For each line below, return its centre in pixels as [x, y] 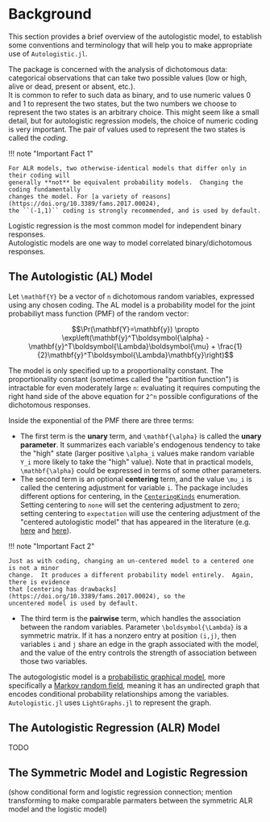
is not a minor [34, 568]
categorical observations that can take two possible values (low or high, [128, 78]
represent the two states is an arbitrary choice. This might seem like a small [134, 112]
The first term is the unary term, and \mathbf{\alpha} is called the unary [141, 436]
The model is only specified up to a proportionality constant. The [116, 370]
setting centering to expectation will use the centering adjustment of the [140, 513]
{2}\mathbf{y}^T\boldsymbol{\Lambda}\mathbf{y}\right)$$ [135, 354]
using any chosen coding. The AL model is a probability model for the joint [132, 304]
